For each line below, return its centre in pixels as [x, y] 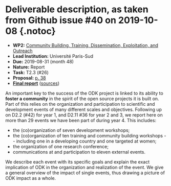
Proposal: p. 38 [29, 78]
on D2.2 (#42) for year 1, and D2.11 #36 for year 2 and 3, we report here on [84, 115]
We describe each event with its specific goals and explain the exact [78, 161]
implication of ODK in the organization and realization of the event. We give [84, 167]
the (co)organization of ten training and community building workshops [88, 135]
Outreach [23, 51]
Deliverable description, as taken [77, 9]
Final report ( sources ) [36, 83]
